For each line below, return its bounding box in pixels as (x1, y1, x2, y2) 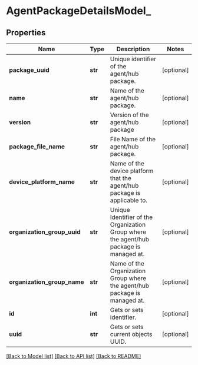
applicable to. (110, 196, 148, 204)
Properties (6, 28, 46, 38)
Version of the (110, 111, 149, 119)
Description (116, 45, 150, 53)
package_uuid (9, 66, 50, 74)
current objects (110, 330, 153, 338)
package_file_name (9, 142, 65, 151)
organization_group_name (9, 278, 84, 286)
